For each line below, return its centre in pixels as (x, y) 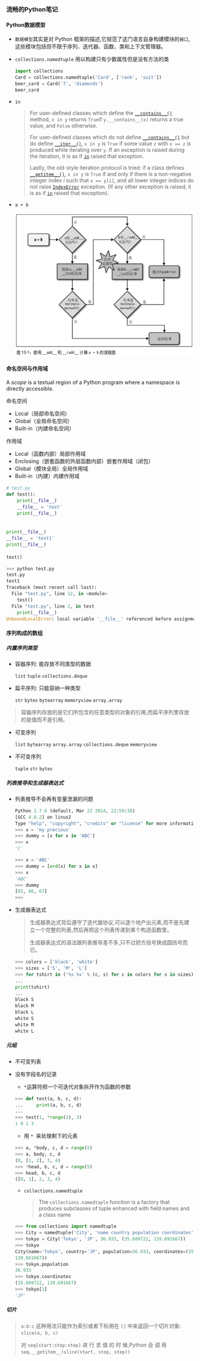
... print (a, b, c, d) (48, 1105)
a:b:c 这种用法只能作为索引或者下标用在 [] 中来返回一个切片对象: (101, 1326)
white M (24, 1025)
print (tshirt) (32, 987)
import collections (39, 71)
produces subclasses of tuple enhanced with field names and (114, 1209)
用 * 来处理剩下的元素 (51, 1136)
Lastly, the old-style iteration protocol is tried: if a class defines (107, 167)
